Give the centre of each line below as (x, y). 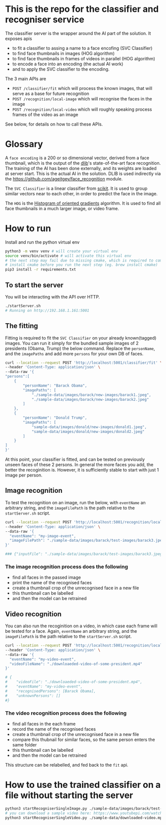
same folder (24, 744)
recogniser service (45, 20)
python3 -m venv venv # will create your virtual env (62, 251)
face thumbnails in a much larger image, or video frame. (62, 208)
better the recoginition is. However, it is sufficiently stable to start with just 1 (82, 470)
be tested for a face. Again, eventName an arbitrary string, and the (71, 631)
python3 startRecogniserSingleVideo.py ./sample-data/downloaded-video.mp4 (85, 818)
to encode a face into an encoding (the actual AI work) (68, 64)
